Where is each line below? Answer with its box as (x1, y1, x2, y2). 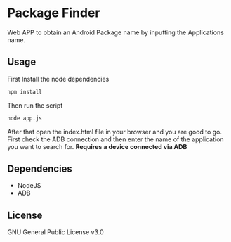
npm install (7, 88, 42, 96)
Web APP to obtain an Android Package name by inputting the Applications (7, 28, 225, 37)
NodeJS (17, 181, 41, 190)
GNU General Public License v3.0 (7, 228, 104, 236)
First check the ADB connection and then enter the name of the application (7, 135, 224, 144)
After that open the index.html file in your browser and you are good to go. (7, 127, 223, 136)
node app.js (7, 115, 42, 122)
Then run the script (7, 101, 63, 110)
